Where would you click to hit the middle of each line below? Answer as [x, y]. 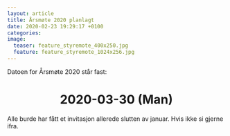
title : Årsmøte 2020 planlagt [51, 20]
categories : [24, 33]
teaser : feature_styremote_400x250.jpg [71, 46]
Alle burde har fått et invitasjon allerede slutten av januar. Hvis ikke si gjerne [115, 119]
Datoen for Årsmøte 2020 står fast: [57, 71]
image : [17, 39]
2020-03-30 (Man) [116, 100]
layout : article [30, 13]
